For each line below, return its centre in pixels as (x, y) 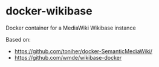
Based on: (18, 39)
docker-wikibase (49, 11)
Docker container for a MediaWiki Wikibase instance (71, 28)
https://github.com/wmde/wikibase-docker (68, 57)
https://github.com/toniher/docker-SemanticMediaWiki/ (83, 51)
